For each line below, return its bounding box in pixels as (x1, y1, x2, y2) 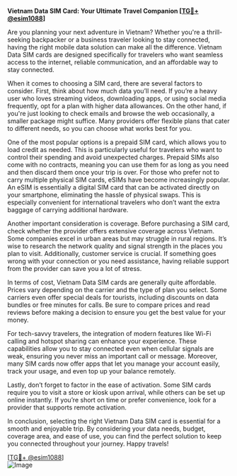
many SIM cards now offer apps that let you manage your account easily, (7, 359, 221, 368)
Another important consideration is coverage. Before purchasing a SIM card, (7, 219, 230, 228)
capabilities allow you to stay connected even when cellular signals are (7, 344, 214, 353)
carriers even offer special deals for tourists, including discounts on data (7, 294, 219, 301)
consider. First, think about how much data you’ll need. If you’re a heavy (7, 87, 218, 95)
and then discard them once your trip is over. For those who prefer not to (7, 168, 220, 176)
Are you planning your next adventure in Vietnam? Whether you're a (7, 28, 205, 36)
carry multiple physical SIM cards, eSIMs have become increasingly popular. (7, 175, 231, 184)
